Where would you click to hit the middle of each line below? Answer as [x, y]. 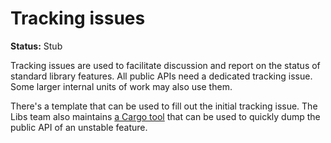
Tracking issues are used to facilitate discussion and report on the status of [165, 65]
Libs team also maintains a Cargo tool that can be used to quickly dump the [165, 116]
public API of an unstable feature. [79, 127]
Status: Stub [36, 46]
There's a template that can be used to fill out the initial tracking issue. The [164, 106]
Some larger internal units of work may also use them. [121, 86]
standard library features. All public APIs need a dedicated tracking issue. [161, 76]
